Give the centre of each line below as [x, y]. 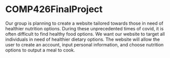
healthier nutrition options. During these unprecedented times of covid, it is [84, 28]
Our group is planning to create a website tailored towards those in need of [84, 23]
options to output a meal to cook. [40, 50]
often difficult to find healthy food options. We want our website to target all [85, 34]
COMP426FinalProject [54, 9]
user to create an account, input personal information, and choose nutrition [84, 44]
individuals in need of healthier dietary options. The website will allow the [83, 39]
